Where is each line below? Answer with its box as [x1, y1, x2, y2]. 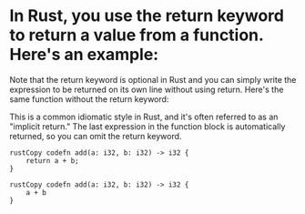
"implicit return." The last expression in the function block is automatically [9, 120, 286, 132]
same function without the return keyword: [9, 93, 169, 105]
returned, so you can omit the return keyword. [9, 130, 182, 141]
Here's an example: [9, 45, 159, 65]
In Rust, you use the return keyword [9, 5, 285, 26]
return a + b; [25, 156, 79, 165]
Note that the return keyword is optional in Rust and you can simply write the [9, 74, 297, 85]
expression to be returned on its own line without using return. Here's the [9, 84, 284, 95]
